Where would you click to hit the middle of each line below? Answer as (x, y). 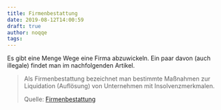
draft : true (24, 26)
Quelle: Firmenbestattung (60, 99)
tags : (15, 39)
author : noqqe (27, 32)
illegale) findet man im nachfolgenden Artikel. (71, 66)
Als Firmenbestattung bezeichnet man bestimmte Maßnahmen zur (117, 79)
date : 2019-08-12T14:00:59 (45, 20)
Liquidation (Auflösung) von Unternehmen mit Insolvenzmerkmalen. (119, 86)
